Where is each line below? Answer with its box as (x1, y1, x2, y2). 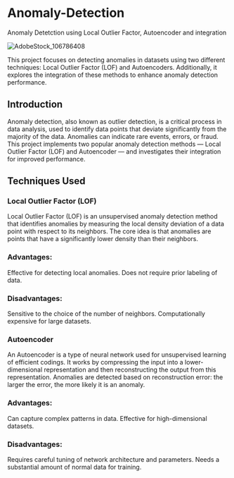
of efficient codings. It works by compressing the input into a (7, 358, 184, 367)
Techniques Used (7, 175, 86, 188)
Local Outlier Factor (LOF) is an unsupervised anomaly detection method (7, 212, 218, 221)
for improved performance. (7, 154, 86, 163)
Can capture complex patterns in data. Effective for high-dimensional (7, 414, 207, 422)
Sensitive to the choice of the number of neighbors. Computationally (7, 310, 206, 318)
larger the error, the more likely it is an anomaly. (7, 381, 145, 389)
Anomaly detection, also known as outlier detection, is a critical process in (7, 117, 223, 125)
